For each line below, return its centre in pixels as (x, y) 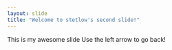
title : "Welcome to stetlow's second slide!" (73, 20)
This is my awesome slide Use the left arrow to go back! (87, 39)
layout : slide (28, 13)
